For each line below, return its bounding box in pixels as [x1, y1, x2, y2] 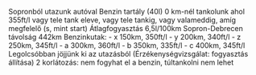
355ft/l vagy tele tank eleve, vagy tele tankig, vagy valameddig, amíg [8, 15, 236, 25]
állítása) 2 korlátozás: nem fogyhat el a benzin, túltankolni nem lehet [8, 57, 234, 67]
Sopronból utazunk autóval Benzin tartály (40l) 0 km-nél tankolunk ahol [8, 7, 246, 16]
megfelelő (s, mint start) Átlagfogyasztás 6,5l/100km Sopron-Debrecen [8, 24, 243, 33]
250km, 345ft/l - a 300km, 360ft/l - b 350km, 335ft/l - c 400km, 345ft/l [8, 41, 246, 50]
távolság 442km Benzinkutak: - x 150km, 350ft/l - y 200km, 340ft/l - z [8, 32, 242, 41]
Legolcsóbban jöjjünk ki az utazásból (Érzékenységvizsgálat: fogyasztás [8, 49, 249, 58]
